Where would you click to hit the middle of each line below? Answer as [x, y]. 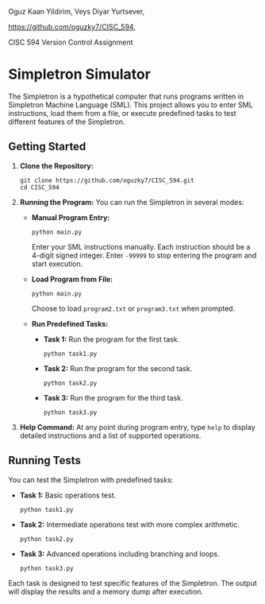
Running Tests [44, 461]
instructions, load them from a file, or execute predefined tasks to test [122, 113]
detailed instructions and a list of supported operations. [110, 436]
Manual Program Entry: [71, 217]
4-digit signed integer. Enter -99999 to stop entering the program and [144, 255]
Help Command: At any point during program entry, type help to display [137, 427]
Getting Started [47, 147]
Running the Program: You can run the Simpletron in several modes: [132, 202]
